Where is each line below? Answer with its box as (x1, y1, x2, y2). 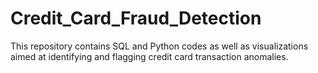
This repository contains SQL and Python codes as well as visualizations (10, 40, 309, 52)
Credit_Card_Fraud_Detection (10, 7, 262, 30)
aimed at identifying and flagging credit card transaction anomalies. (10, 50, 289, 62)
